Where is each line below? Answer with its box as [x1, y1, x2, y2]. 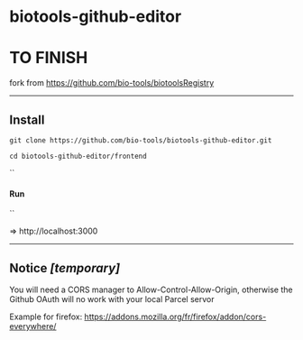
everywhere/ [9, 320, 57, 331]
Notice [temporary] [9, 260, 120, 276]
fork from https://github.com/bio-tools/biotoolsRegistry [9, 78, 215, 88]
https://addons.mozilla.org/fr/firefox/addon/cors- [84, 311, 267, 322]
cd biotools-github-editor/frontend [9, 152, 147, 161]
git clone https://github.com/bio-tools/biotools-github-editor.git [9, 135, 272, 145]
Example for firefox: [9, 311, 83, 322]
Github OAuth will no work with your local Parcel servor [9, 293, 215, 304]
